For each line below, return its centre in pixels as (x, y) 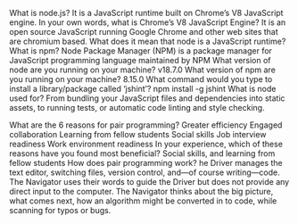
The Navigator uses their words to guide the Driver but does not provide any (149, 182)
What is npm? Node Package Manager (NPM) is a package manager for (141, 51)
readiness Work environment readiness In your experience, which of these (146, 144)
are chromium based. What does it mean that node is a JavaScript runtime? (148, 41)
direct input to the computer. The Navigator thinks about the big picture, (141, 191)
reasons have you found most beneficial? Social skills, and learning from (142, 153)
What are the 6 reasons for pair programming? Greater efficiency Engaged (146, 125)
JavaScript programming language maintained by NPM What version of (140, 60)
